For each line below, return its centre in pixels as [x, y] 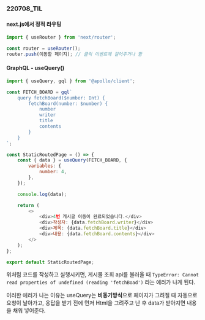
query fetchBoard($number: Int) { [61, 98]
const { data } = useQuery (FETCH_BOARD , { [72, 160]
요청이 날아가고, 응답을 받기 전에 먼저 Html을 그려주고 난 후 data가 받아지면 [96, 303]
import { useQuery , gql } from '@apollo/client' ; [71, 81]
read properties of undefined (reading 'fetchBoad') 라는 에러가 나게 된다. [101, 282]
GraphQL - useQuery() [35, 68]
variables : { [45, 166]
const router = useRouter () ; [43, 49]
